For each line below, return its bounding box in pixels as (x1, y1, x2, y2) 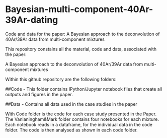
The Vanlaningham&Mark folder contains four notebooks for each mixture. (5, 116, 159, 122)
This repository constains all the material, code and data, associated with (5, 46, 157, 52)
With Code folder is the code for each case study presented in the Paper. (5, 111, 157, 117)
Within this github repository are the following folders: (5, 76, 117, 82)
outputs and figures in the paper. (5, 91, 73, 97)
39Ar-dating (5, 14, 58, 26)
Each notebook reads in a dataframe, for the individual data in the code (5, 121, 152, 127)
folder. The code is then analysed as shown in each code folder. (5, 127, 138, 133)
